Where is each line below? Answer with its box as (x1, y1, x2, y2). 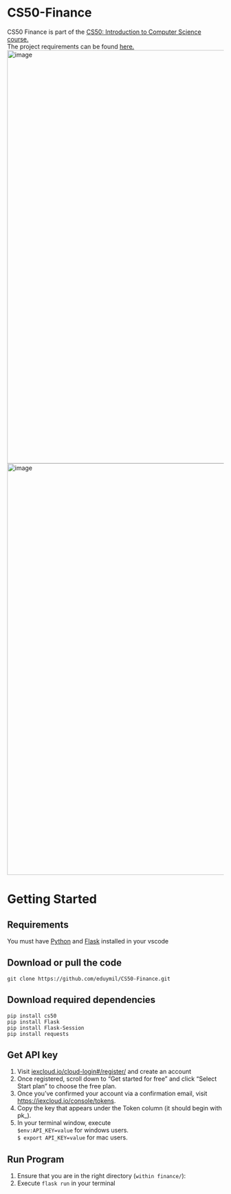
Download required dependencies (7, 994, 156, 1006)
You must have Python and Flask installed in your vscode (7, 937, 169, 945)
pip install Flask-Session (7, 1024, 85, 1031)
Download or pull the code (7, 957, 122, 969)
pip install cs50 (7, 1012, 57, 1019)
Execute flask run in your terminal (16, 1179, 115, 1188)
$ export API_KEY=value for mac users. (16, 1133, 129, 1142)
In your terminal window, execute (16, 1119, 111, 1127)
